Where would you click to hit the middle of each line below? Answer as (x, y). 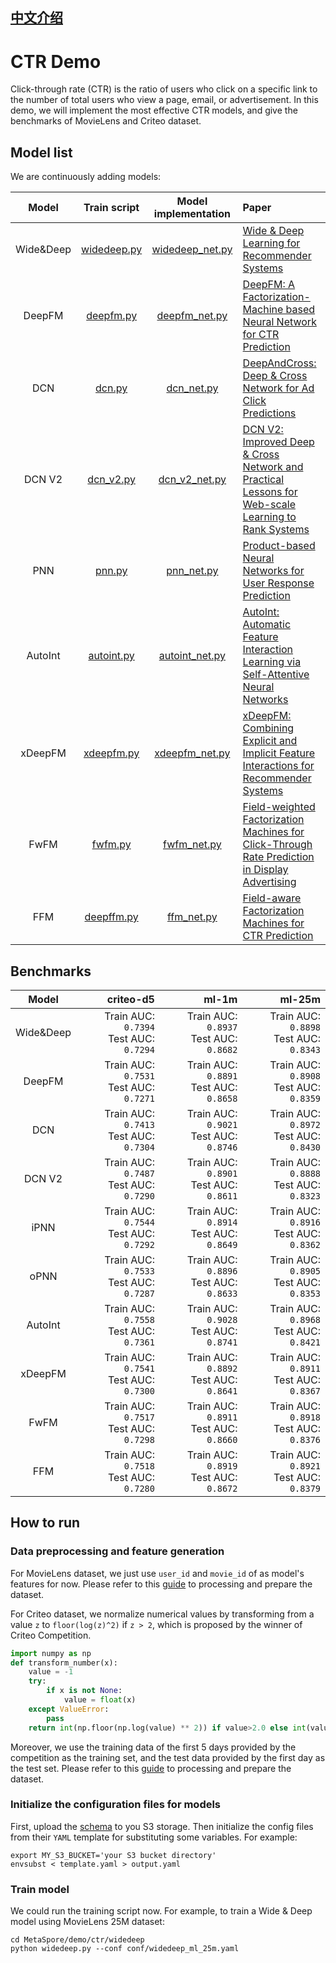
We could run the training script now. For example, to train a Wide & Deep (161, 1911)
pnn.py (111, 571)
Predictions (269, 413)
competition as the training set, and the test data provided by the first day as (168, 1757)
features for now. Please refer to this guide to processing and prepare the (161, 1584)
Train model (40, 1889)
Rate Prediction (278, 857)
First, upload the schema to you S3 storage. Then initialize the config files (162, 1826)
